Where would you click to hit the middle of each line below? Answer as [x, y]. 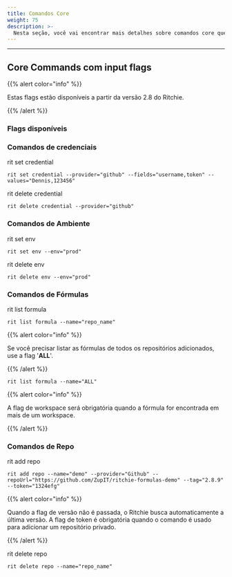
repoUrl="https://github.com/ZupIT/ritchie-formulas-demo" [94, 480]
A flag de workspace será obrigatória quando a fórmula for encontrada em [113, 408]
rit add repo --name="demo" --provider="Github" [78, 474]
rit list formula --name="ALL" [52, 381]
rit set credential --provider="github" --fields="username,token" [106, 175]
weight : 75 [23, 20]
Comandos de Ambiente [49, 224]
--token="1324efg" [33, 486]
